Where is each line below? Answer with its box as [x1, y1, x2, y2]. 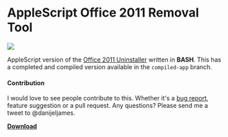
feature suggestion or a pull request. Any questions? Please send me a [7, 102, 209, 110]
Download [7, 122, 37, 131]
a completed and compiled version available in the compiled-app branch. [7, 62, 213, 71]
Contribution [7, 78, 45, 87]
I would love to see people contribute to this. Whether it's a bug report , [7, 94, 209, 102]
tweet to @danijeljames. [7, 109, 76, 117]
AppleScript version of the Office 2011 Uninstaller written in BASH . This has [7, 55, 222, 64]
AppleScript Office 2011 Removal [7, 5, 199, 21]
